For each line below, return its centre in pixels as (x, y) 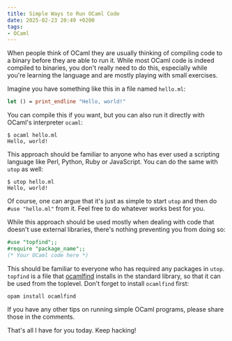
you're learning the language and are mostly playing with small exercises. (113, 75)
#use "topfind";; (32, 242)
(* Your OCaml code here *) (48, 255)
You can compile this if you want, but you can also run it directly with (106, 115)
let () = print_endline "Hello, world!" (67, 102)
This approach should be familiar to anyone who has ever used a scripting (114, 154)
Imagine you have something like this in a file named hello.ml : (96, 89)
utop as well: (25, 169)
